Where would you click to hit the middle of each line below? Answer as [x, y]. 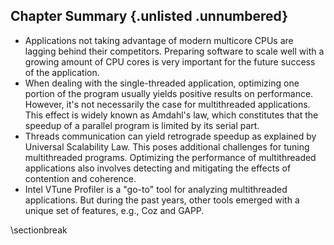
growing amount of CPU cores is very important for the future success [170, 61]
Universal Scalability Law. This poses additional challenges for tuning [167, 146]
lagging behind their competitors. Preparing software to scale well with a [174, 51]
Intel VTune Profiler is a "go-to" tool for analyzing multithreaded [156, 189]
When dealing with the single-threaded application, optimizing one [162, 83]
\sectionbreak [39, 230]
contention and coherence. [80, 178]
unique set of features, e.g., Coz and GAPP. [114, 210]
